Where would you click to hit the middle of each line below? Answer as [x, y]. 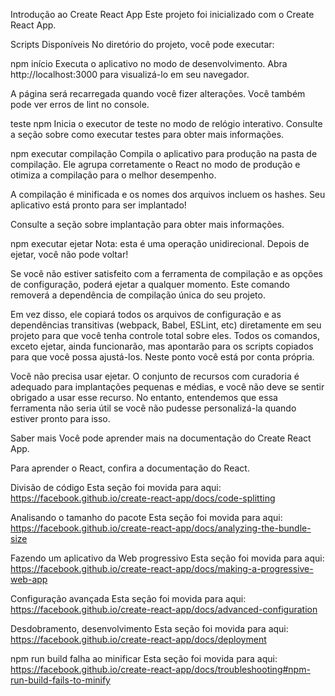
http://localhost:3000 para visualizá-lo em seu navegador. [130, 74]
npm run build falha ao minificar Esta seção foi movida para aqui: [144, 658]
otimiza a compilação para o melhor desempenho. [113, 175]
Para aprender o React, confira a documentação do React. [130, 468]
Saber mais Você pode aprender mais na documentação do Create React [161, 438]
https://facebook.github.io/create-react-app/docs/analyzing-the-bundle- [161, 528]
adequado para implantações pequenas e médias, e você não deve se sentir [167, 387]
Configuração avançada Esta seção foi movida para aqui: [128, 598]
